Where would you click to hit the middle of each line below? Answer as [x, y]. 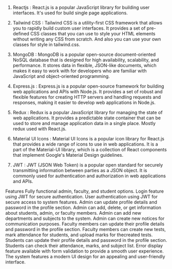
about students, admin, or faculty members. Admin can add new [73, 213]
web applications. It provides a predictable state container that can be [87, 118]
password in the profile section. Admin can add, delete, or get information [83, 208]
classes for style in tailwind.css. [46, 45]
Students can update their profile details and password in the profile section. [86, 240]
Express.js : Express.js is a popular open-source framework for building [88, 86]
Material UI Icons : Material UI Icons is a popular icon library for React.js [88, 139]
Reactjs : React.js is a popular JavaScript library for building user [81, 7]
